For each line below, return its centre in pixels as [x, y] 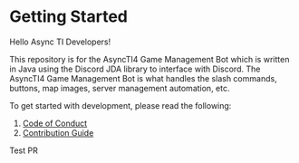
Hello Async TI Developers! [60, 42]
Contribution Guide [58, 132]
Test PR [24, 150]
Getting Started [69, 17]
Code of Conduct [55, 123]
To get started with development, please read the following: [121, 105]
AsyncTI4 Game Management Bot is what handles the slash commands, [144, 78]
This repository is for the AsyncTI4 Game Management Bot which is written [149, 59]
